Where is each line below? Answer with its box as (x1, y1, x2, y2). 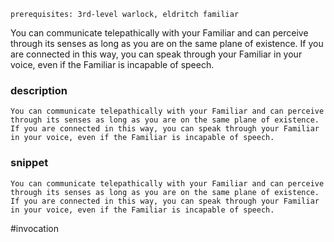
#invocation (10, 222, 59, 234)
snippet (10, 156, 49, 170)
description (10, 83, 68, 97)
